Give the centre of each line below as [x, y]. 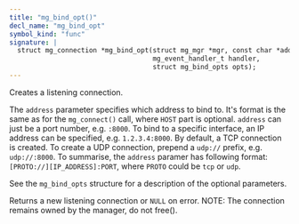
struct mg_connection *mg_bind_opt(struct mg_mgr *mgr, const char [145, 51]
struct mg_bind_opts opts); [204, 68]
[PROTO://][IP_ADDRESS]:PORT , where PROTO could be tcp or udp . [125, 166]
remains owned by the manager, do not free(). [93, 210]
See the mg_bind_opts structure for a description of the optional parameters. [148, 183]
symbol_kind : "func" [48, 34]
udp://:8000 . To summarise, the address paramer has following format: [139, 156]
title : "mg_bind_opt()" [53, 17]
